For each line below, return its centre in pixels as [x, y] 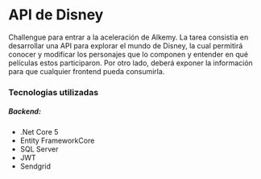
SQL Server [39, 149]
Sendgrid [35, 166]
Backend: [25, 111]
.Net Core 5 [39, 131]
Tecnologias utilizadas [54, 92]
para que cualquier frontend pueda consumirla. [87, 71]
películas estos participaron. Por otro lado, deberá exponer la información [131, 63]
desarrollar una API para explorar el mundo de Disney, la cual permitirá [126, 45]
